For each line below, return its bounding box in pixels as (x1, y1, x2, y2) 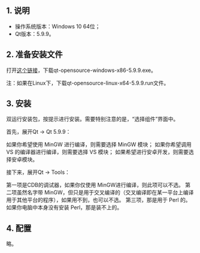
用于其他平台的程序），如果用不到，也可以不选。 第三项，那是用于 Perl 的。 (6, 197, 191, 204)
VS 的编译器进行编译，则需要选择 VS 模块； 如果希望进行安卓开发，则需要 (6, 149, 189, 156)
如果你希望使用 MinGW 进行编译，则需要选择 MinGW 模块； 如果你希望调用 (6, 141, 192, 148)
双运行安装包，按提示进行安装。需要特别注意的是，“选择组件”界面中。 (6, 116, 179, 123)
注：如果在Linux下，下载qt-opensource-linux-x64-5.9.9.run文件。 (6, 79, 169, 86)
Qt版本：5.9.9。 (14, 30, 54, 37)
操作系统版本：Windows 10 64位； (14, 23, 101, 30)
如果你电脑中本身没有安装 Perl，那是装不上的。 (6, 204, 123, 211)
